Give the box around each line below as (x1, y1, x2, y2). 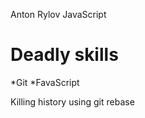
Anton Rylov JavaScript (10, 9, 107, 20)
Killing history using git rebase (10, 95, 135, 108)
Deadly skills (10, 44, 119, 66)
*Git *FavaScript (10, 76, 80, 88)
